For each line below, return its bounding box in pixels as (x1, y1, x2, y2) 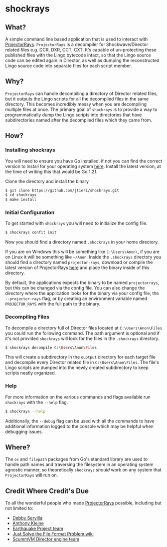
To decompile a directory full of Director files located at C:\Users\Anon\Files (5, 324, 163, 330)
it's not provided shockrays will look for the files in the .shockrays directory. (5, 335, 160, 341)
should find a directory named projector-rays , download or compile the (5, 259, 153, 265)
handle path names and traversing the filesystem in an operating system (5, 461, 154, 467)
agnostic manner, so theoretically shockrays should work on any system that (5, 467, 162, 473)
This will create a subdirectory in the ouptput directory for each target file (5, 354, 156, 360)
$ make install (5, 197, 37, 202)
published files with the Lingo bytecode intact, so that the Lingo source (5, 52, 151, 58)
